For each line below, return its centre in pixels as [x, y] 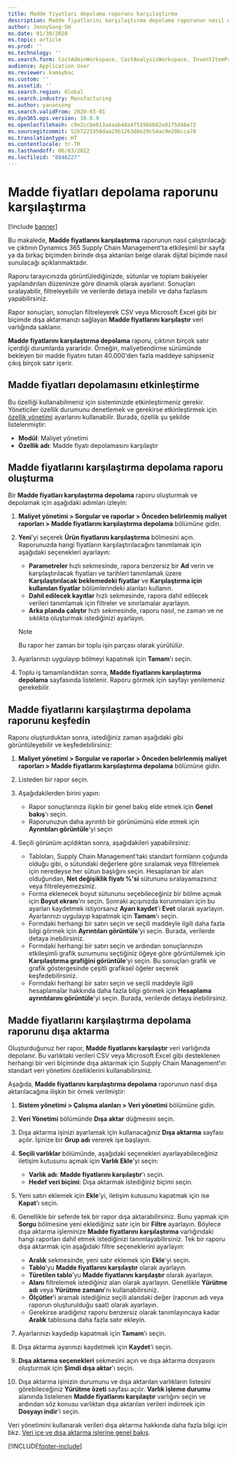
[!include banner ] [33, 226]
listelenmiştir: [27, 424]
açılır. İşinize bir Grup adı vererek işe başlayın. [84, 1140]
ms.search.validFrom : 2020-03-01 [57, 112]
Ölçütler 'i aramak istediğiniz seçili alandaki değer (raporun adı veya [126, 1298]
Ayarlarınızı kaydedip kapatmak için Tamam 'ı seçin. [92, 1333]
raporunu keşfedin [49, 720]
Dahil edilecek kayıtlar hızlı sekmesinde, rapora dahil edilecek [118, 596]
